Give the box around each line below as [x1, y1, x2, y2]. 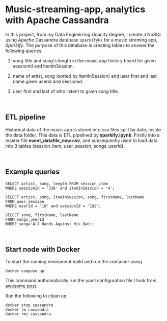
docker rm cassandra [5, 307, 49, 312]
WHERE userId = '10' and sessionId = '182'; [5, 203, 101, 209]
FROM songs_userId [5, 217, 44, 222]
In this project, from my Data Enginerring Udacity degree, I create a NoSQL [5, 31, 162, 37]
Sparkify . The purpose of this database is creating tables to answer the [5, 42, 155, 48]
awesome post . [5, 283, 38, 289]
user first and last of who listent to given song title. [12, 88, 119, 94]
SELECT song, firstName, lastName [5, 212, 79, 218]
